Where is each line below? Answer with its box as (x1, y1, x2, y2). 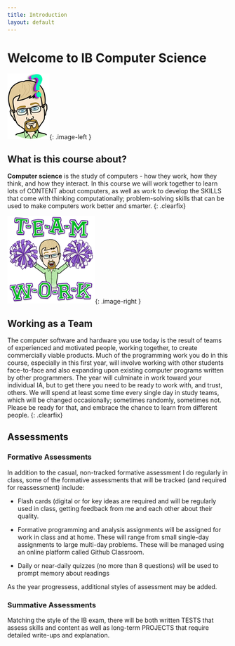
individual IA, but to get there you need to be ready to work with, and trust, (7, 381, 223, 389)
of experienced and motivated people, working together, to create (7, 344, 198, 352)
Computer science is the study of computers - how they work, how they (7, 172, 217, 181)
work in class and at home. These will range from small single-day (17, 533, 209, 541)
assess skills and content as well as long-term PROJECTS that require (7, 624, 209, 632)
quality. (17, 512, 39, 520)
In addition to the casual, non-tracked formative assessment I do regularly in (7, 468, 228, 477)
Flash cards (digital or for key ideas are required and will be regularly (17, 496, 217, 505)
